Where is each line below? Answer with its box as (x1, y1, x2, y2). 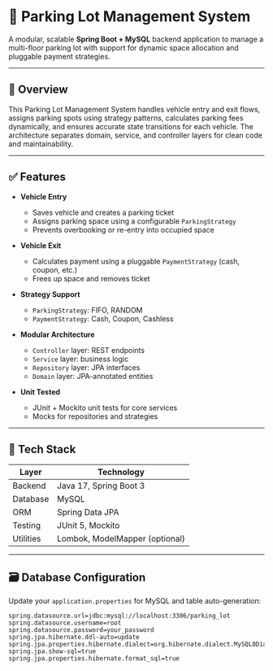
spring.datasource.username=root (8, 619, 122, 627)
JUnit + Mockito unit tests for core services (32, 403, 178, 412)
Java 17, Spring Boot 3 (56, 480, 145, 491)
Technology (97, 467, 145, 478)
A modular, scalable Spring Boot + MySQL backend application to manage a (8, 34, 264, 44)
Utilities (12, 533, 41, 544)
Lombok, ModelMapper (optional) (56, 533, 185, 544)
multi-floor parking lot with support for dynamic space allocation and (8, 42, 240, 52)
